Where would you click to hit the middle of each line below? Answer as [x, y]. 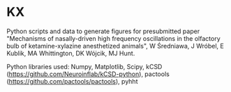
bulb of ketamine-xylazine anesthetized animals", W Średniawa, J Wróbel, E [115, 46]
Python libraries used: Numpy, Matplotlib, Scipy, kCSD [84, 66]
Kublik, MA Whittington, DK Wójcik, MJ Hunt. [71, 53]
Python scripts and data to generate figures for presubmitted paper [103, 31]
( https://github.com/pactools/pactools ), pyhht [72, 81]
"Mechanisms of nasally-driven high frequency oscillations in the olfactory [113, 38]
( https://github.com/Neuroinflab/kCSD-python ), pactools [88, 74]
